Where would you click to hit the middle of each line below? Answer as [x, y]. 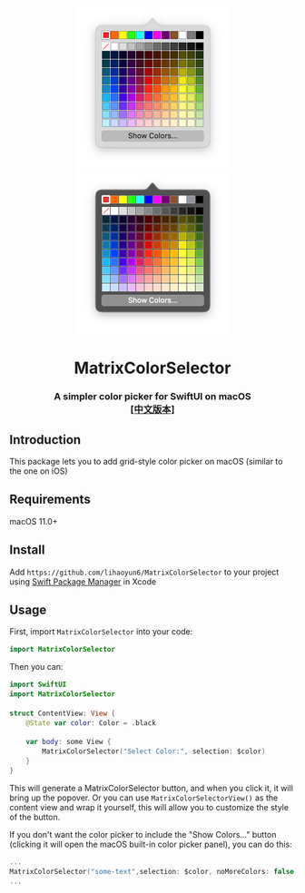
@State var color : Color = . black [91, 723]
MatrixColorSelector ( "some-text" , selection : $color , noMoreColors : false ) [154, 871]
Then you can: [36, 667]
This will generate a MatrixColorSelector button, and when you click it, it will [151, 788]
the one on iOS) [39, 471]
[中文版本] [152, 409]
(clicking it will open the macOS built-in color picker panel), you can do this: [151, 844]
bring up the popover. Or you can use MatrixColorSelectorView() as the [144, 798]
